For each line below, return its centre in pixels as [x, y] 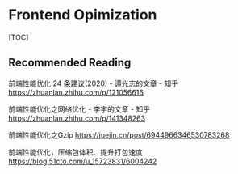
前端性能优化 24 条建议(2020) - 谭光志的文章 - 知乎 [94, 83]
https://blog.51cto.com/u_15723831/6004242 [83, 161]
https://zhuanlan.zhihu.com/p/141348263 [77, 118]
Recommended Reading [70, 63]
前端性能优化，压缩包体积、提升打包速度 [75, 152]
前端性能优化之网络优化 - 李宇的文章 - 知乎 [79, 109]
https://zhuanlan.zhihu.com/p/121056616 [76, 92]
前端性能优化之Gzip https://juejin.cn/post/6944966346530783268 [119, 134]
